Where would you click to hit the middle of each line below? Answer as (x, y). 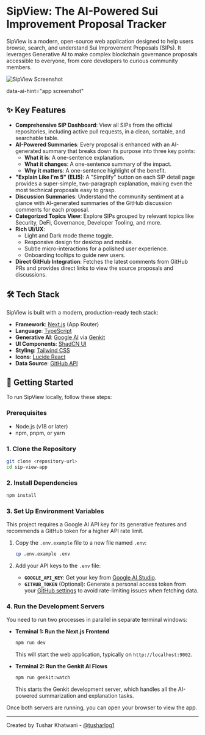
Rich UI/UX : (30, 229)
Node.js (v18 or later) (41, 426)
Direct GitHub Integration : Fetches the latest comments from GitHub (101, 261)
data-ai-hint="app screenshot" (45, 91)
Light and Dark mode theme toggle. (69, 235)
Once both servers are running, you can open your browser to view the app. (102, 707)
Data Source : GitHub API (46, 363)
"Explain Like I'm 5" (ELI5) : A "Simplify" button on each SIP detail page (105, 177)
